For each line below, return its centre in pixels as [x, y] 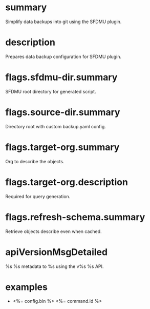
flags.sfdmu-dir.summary [61, 77]
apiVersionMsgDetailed [57, 252]
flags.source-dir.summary [63, 112]
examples [26, 287]
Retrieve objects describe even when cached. [53, 231]
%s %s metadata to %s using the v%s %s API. [55, 266]
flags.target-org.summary [62, 147]
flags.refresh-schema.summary [75, 217]
